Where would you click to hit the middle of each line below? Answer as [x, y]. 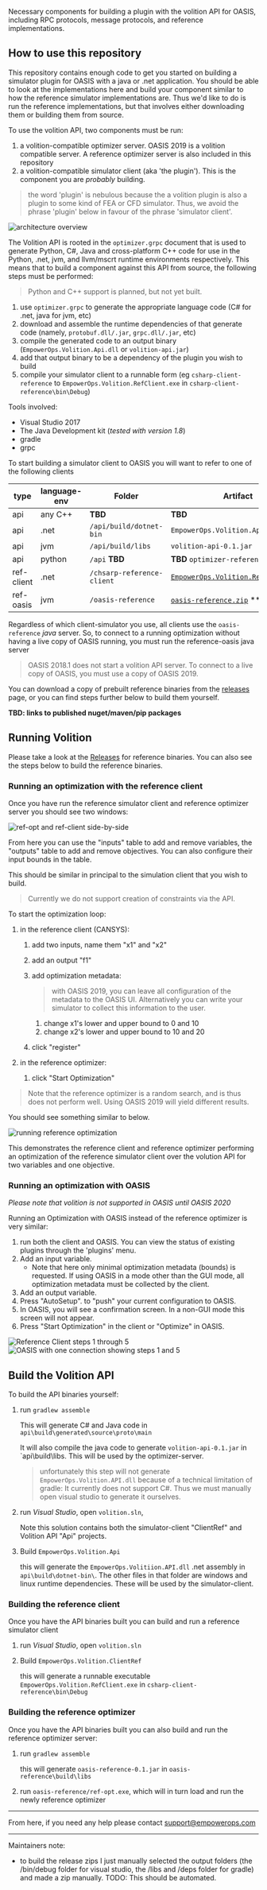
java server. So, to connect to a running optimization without [141, 633]
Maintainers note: [37, 1845]
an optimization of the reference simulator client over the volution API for [127, 1156]
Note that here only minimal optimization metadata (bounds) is [133, 1268]
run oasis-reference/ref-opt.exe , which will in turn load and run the [132, 1791]
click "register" [56, 1047]
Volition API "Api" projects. [63, 1536]
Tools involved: [33, 407]
